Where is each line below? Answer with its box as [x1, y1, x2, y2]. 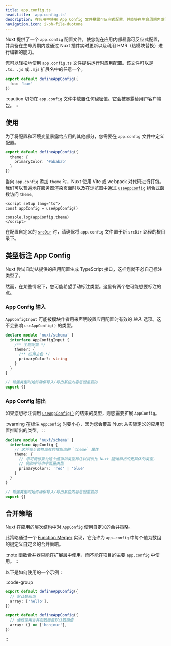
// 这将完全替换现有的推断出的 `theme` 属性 [14, 447, 99, 452]
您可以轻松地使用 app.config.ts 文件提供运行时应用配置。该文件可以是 [5, 60, 154, 66]
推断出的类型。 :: [9, 427, 45, 433]
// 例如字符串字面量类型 [18, 461, 64, 467]
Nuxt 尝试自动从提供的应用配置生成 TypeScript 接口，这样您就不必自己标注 [5, 266, 162, 272]
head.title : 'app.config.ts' [5, 12, 67, 17]
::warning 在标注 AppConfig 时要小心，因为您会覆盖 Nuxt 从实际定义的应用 [5, 421, 160, 427]
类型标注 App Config [5, 251, 71, 260]
